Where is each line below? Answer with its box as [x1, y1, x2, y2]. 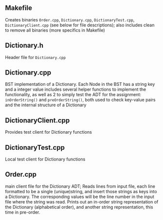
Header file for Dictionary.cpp [5, 54, 66, 60]
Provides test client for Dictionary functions [5, 129, 92, 135]
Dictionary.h [5, 41, 44, 50]
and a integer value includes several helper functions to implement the [5, 86, 146, 92]
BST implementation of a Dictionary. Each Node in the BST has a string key [5, 81, 155, 87]
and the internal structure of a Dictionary [5, 102, 87, 108]
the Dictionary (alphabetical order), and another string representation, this [5, 204, 153, 210]
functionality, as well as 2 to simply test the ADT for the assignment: [5, 92, 142, 98]
